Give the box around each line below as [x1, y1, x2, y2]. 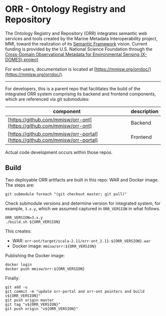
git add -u [5, 284, 28, 290]
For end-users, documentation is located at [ [5, 66, 96, 72]
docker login [5, 262, 32, 267]
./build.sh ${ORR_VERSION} [5, 219, 61, 225]
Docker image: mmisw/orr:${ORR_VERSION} [12, 243, 97, 249]
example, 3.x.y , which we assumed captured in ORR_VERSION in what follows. [5, 205, 161, 211]
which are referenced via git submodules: [5, 96, 90, 102]
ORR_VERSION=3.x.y [5, 215, 43, 220]
